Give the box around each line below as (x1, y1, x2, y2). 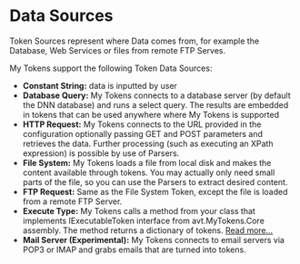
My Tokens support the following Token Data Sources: (9, 63, 213, 73)
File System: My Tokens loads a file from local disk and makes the (22, 157, 272, 168)
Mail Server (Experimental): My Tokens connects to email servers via (22, 234, 285, 245)
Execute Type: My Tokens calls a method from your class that (22, 205, 256, 216)
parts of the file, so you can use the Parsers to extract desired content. (22, 176, 288, 187)
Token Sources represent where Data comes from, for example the (9, 35, 260, 46)
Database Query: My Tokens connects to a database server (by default (22, 90, 291, 101)
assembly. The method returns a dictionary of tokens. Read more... (22, 224, 274, 236)
